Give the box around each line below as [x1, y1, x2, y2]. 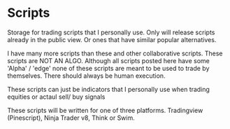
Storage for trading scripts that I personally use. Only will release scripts [7, 28, 215, 36]
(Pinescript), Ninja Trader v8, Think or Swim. [7, 114, 135, 122]
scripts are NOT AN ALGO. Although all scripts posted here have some [7, 56, 210, 64]
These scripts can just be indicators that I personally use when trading [7, 85, 210, 93]
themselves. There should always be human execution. [7, 72, 166, 80]
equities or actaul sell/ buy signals [7, 93, 106, 101]
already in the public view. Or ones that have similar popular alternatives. [7, 35, 217, 43]
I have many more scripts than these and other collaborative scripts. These [7, 49, 223, 57]
